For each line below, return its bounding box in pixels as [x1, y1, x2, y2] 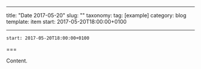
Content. [6, 57, 28, 64]
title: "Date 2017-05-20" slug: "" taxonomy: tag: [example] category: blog [6, 12, 187, 18]
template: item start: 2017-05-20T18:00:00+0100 [6, 18, 127, 25]
